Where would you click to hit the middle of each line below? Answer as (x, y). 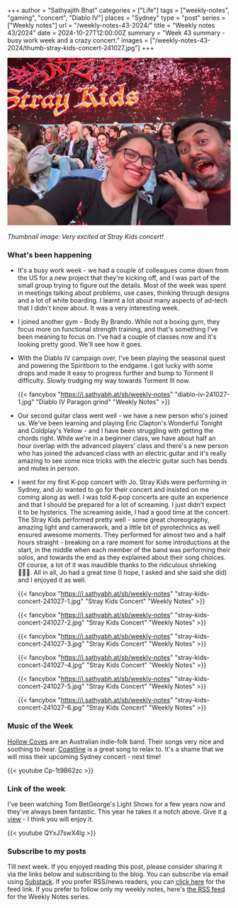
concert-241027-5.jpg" (51, 686)
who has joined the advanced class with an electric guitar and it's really (122, 454)
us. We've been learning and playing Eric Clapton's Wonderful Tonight (120, 423)
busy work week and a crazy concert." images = (78, 40)
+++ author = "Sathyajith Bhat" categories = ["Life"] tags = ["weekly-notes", (119, 10)
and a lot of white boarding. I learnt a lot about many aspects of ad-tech (123, 301)
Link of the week (36, 788)
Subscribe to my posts (47, 851)
